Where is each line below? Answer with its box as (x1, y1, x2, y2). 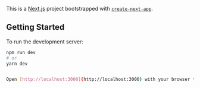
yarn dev (6, 61, 28, 67)
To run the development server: (6, 38, 83, 45)
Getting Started (6, 22, 65, 32)
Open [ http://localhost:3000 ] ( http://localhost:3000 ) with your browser (6, 77, 190, 83)
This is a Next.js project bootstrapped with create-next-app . (6, 5, 154, 12)
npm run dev (6, 49, 36, 55)
